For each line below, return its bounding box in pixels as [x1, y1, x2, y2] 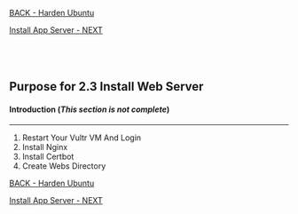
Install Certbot [21, 151, 74, 162]
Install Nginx [21, 141, 68, 152]
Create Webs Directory [21, 160, 106, 171]
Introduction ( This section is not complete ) [9, 104, 170, 115]
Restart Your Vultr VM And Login [21, 132, 142, 143]
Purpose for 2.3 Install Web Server [9, 79, 204, 94]
